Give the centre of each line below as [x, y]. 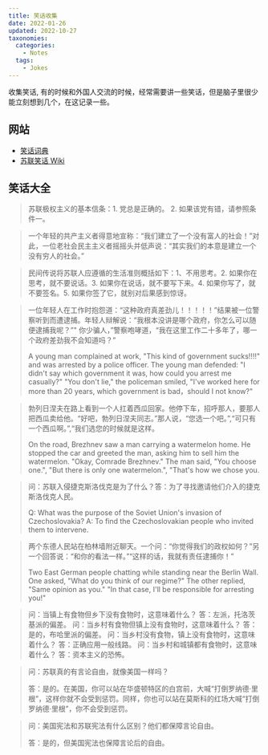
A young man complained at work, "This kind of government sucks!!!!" [144, 356]
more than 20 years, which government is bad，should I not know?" [140, 392]
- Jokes [35, 68]
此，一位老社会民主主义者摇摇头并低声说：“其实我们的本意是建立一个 [142, 246]
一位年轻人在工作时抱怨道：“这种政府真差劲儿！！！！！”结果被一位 [140, 311]
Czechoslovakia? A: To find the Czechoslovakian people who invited [141, 522]
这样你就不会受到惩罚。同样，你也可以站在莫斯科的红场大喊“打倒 [152, 699]
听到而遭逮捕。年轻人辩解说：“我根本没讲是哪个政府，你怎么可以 [142, 320]
